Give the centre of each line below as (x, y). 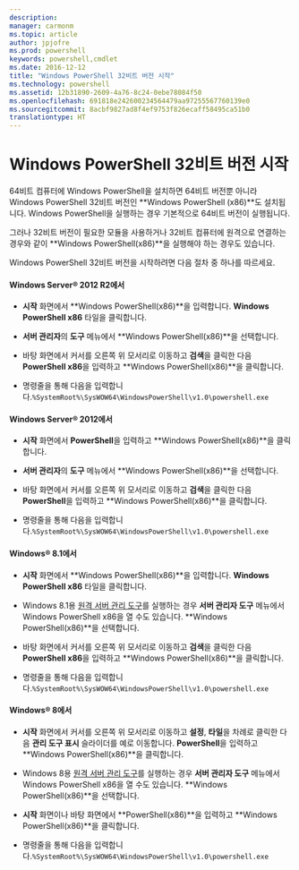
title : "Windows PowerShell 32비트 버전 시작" (92, 76)
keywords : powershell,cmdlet (64, 59)
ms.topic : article (43, 34)
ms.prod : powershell (48, 51)
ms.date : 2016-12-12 (48, 68)
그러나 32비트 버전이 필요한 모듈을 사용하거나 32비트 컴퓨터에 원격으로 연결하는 (148, 233)
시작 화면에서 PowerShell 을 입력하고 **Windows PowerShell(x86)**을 (148, 440)
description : (34, 17)
